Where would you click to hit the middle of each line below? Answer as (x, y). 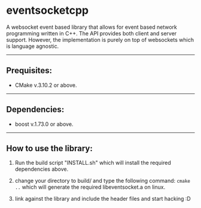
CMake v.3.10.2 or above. (46, 85)
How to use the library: (49, 148)
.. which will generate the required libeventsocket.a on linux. (90, 187)
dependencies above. (42, 169)
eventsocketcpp (47, 10)
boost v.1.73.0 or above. (44, 124)
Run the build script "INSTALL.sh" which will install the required (93, 163)
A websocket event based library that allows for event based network (92, 27)
